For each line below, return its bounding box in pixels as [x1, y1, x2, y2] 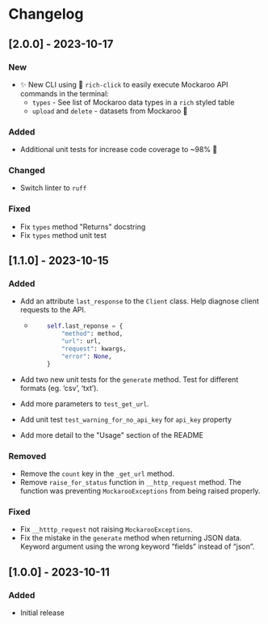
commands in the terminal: [19, 88, 109, 98]
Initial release [19, 608, 65, 618]
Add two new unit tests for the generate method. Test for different [19, 374, 239, 384]
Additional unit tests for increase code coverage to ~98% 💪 [19, 145, 218, 155]
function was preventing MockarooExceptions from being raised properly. [19, 486, 261, 495]
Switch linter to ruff [19, 183, 87, 193]
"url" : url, [61, 337, 102, 346]
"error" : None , [61, 352, 113, 360]
